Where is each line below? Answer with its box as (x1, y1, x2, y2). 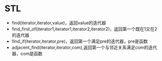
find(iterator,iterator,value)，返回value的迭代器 (11, 20, 106, 26)
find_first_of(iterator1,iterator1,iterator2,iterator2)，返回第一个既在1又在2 (11, 26, 158, 32)
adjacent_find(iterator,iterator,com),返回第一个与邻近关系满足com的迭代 (11, 44, 157, 50)
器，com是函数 (11, 50, 43, 57)
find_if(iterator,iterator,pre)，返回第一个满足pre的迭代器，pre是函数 (11, 38, 148, 44)
